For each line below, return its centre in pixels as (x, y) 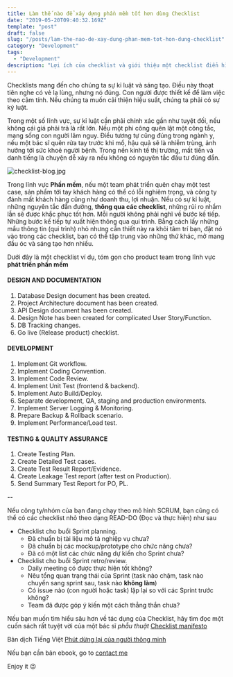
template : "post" (32, 26)
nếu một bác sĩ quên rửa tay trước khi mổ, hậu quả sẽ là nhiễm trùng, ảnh (112, 142)
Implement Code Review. (53, 378)
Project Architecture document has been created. (88, 303)
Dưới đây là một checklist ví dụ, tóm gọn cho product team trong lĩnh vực (112, 257)
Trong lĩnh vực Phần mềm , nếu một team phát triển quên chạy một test (109, 184)
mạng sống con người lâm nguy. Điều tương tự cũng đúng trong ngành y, (111, 135)
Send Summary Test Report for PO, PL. (72, 484)
